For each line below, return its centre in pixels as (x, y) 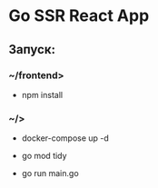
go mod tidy (44, 156)
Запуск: (32, 49)
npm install (42, 94)
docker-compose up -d (65, 138)
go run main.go (50, 173)
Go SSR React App (79, 16)
